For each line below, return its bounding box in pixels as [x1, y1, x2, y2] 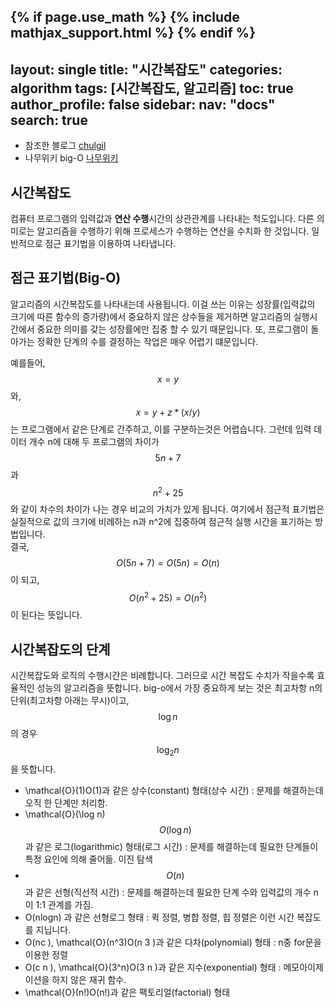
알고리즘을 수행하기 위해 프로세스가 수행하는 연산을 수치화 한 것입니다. [36, 225, 310, 237]
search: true [10, 111, 88, 129]
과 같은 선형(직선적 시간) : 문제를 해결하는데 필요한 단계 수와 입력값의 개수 [24, 886, 312, 898]
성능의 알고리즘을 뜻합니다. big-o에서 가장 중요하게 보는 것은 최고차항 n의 [36, 681, 323, 694]
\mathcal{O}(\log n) [24, 808, 106, 820]
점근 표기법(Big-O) [10, 270, 122, 287]
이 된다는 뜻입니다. [10, 609, 83, 621]
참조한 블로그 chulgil [24, 140, 107, 152]
